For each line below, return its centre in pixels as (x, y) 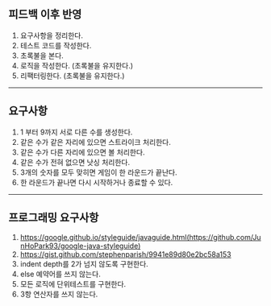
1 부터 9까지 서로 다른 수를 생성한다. (76, 132)
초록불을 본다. (42, 56)
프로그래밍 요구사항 (54, 218)
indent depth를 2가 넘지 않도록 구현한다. (84, 264)
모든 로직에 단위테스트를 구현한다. (73, 284)
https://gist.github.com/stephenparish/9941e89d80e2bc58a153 (125, 254)
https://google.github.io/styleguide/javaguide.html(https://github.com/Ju (140, 238)
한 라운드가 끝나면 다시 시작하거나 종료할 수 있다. (96, 182)
